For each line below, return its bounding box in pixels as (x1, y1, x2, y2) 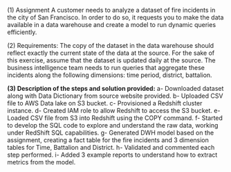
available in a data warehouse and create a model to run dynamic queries (7, 21, 216, 28)
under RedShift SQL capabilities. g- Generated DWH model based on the (7, 128, 214, 137)
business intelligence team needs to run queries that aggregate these (7, 64, 205, 71)
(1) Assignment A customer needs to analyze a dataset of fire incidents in (7, 6, 216, 14)
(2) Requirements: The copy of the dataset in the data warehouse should (7, 42, 214, 49)
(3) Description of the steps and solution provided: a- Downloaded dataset (7, 85, 224, 92)
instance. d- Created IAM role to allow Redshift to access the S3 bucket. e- (7, 107, 221, 114)
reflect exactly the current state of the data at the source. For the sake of (7, 49, 215, 57)
